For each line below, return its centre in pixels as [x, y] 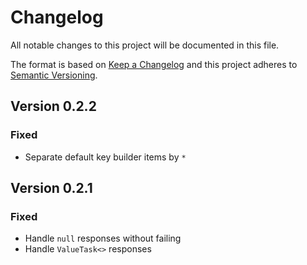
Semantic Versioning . [54, 75]
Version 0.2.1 [51, 188]
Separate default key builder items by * [105, 157]
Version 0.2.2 [53, 106]
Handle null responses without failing [103, 238]
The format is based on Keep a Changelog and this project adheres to [154, 64]
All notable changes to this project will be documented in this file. [145, 45]
